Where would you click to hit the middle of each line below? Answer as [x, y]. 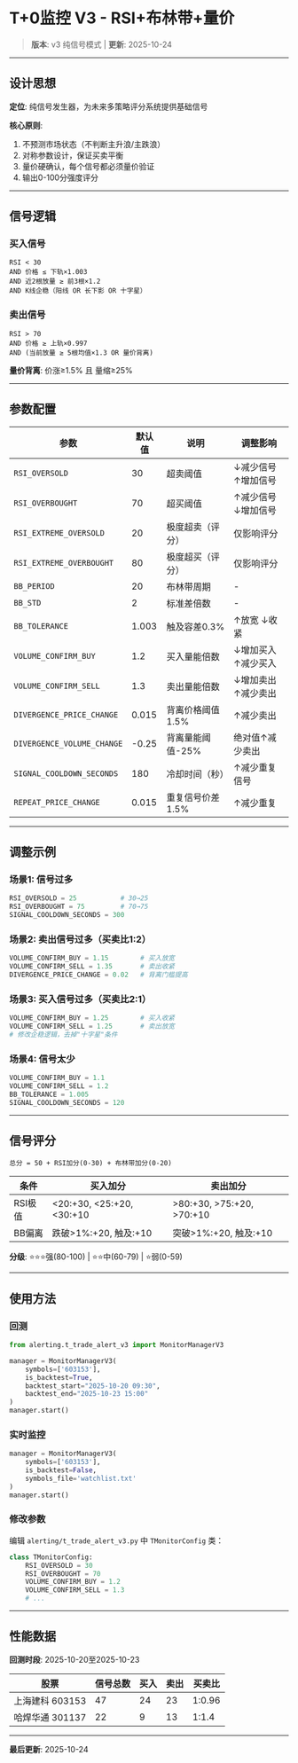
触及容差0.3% [196, 626]
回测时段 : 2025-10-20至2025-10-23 [74, 1659]
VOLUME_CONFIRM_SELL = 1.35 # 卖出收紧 [92, 967]
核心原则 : [26, 125]
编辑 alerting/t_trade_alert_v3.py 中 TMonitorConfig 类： [117, 1540]
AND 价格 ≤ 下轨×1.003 [48, 272]
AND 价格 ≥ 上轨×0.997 [48, 343]
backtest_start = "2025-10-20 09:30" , [93, 1386]
